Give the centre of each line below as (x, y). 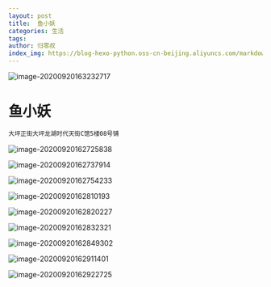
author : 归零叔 (32, 46)
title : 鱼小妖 (32, 23)
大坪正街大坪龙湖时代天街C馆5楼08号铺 (64, 133)
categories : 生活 (36, 31)
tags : (17, 38)
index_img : (27, 53)
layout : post (30, 16)
